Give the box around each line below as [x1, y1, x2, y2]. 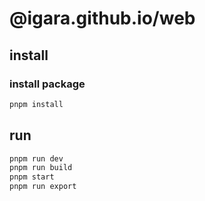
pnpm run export [9, 182, 77, 192]
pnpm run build [9, 163, 73, 173]
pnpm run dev [9, 153, 64, 164]
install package [9, 77, 86, 91]
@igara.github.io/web [9, 7, 196, 30]
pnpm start [9, 172, 55, 182]
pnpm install [9, 99, 64, 109]
